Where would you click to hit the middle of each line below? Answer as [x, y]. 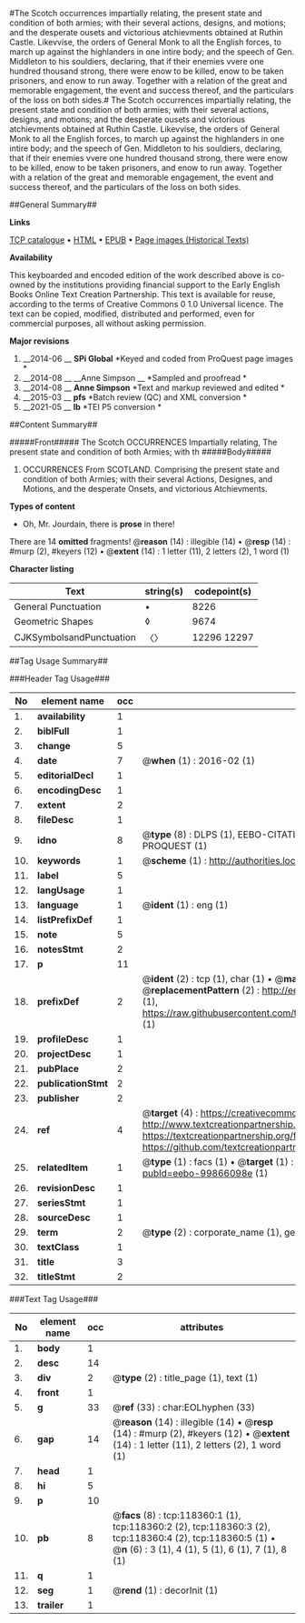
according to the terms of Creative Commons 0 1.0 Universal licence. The [147, 304]
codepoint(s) [223, 591]
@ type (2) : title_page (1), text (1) [185, 1378]
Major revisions [39, 341]
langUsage [61, 890]
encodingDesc [69, 790]
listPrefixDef [65, 920]
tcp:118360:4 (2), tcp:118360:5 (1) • [194, 1538]
